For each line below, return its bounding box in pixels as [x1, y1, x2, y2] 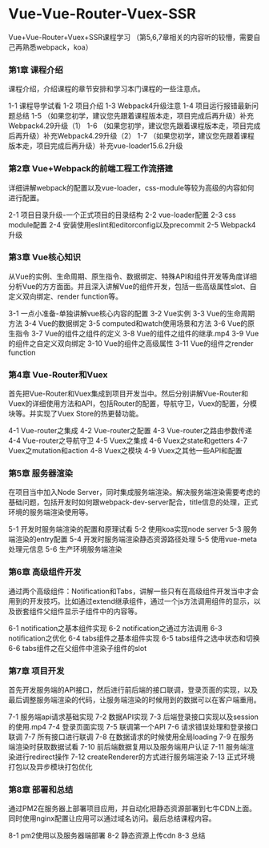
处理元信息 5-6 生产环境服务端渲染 [8, 545, 122, 554]
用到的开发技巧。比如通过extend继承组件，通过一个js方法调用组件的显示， [8, 596, 254, 605]
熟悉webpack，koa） [22, 42, 93, 52]
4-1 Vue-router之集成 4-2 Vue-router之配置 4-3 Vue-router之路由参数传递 [8, 426, 252, 436]
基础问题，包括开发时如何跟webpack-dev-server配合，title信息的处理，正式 [8, 497, 259, 507]
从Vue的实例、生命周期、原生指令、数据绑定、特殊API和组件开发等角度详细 [8, 271, 258, 281]
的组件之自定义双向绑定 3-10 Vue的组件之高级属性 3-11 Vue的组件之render [8, 338, 254, 348]
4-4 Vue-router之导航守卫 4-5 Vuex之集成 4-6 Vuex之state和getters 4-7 [8, 436, 248, 445]
